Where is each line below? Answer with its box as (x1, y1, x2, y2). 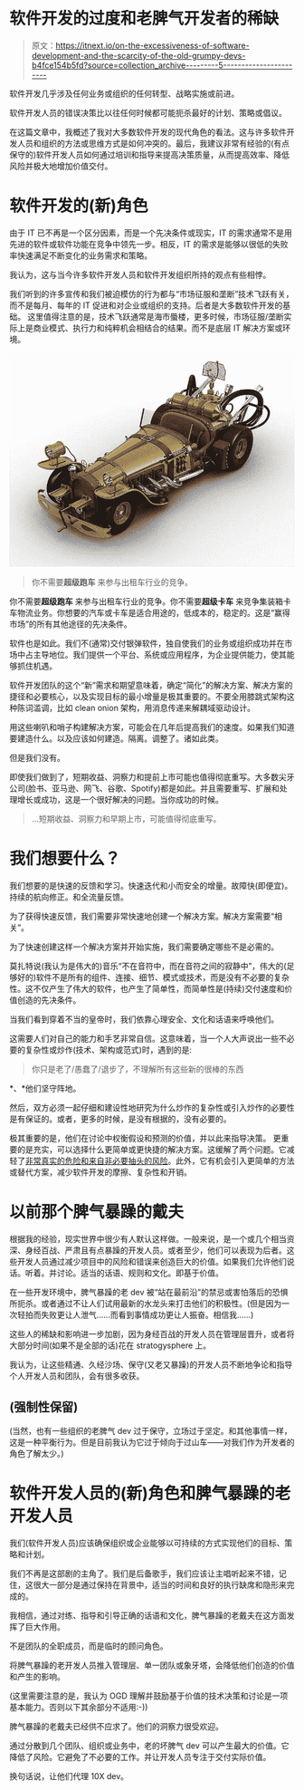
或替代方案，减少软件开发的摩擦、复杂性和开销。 (9, 1166, 192, 1178)
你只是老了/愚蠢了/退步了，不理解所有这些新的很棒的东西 (31, 1063, 244, 1074)
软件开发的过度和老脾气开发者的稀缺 (9, 8, 280, 29)
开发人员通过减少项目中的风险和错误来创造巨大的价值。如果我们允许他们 (16, 1256, 287, 1266)
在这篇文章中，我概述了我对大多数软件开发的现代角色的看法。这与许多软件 (9, 126, 287, 137)
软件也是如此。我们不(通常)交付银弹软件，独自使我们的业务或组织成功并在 (9, 638, 285, 649)
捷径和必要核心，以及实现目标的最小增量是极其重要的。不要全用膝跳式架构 (9, 690, 287, 702)
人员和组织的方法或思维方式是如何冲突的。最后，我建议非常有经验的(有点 (16, 138, 290, 149)
